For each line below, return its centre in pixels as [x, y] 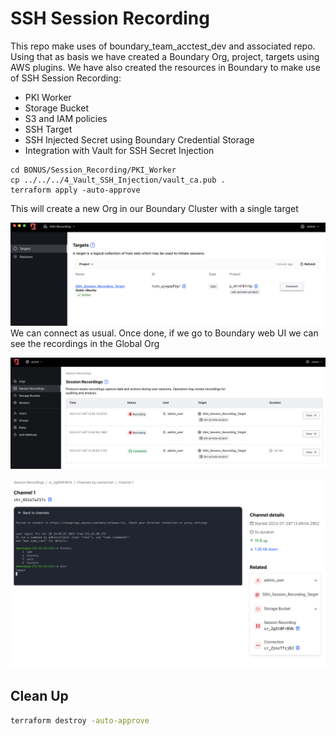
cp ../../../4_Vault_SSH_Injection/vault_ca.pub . [118, 180]
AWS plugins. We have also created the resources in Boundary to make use [165, 67]
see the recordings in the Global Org [85, 344]
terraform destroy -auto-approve [80, 720]
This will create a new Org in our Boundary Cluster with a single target [154, 208]
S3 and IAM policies [66, 118]
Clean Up [39, 696]
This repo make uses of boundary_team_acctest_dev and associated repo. [163, 46]
